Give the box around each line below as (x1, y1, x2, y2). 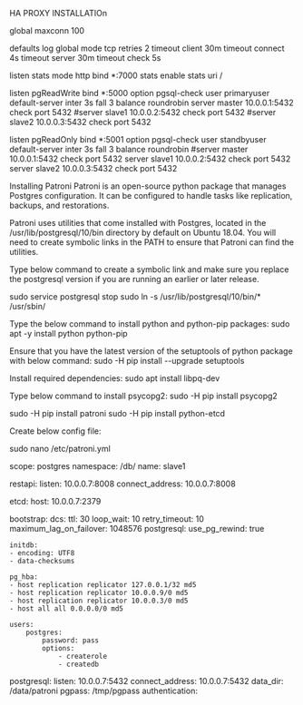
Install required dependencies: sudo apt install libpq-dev (9, 373, 220, 384)
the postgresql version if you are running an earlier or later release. (9, 274, 260, 284)
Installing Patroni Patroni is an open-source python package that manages (9, 181, 287, 191)
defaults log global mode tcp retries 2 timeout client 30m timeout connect (9, 43, 285, 54)
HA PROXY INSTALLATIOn (9, 8, 107, 18)
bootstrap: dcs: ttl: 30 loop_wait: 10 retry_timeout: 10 (9, 514, 204, 524)
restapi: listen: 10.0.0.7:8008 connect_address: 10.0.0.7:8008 (9, 478, 236, 489)
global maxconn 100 (9, 25, 84, 35)
